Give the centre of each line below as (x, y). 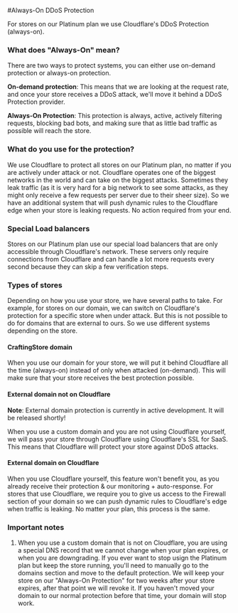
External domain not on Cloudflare (59, 394)
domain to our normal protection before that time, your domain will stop (122, 596)
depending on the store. (43, 331)
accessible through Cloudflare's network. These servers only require (108, 251)
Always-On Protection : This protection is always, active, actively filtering (115, 116)
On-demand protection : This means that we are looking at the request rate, (118, 87)
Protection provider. (36, 102)
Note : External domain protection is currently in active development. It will (116, 410)
